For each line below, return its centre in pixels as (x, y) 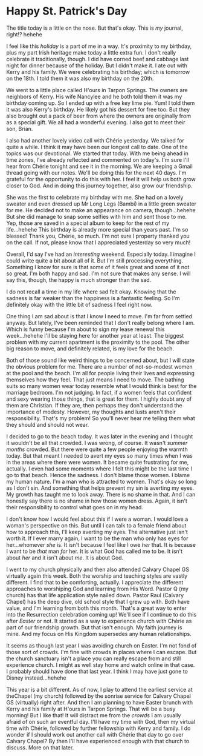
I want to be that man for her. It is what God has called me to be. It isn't (95, 551)
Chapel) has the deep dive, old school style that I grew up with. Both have (98, 601)
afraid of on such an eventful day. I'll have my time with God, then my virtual (101, 721)
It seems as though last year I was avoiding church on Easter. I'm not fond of (101, 645)
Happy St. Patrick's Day (67, 11)
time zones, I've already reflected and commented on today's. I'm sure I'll (98, 159)
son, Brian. (20, 129)
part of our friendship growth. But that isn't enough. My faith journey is (94, 627)
